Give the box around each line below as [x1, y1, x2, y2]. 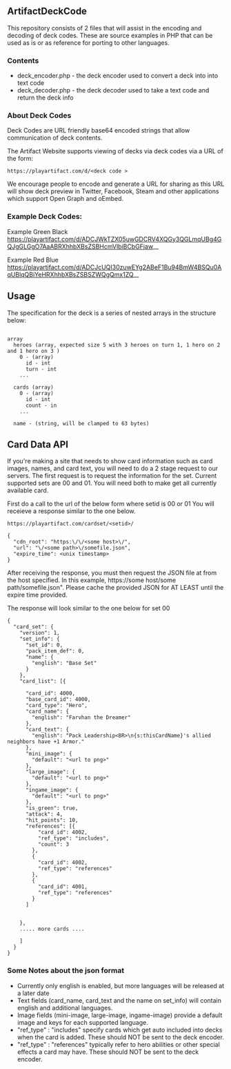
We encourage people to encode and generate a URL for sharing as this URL [7, 180, 225, 189]
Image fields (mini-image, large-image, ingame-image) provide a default [17, 1011, 223, 1019]
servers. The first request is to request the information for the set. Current [7, 472, 217, 480]
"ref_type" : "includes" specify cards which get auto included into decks [17, 1025, 223, 1034]
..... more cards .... [19, 925, 85, 933]
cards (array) [13, 383, 54, 391]
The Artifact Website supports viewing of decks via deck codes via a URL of [7, 147, 224, 155]
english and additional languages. [17, 1003, 113, 1012]
